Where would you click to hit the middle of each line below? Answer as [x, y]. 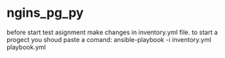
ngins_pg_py [45, 13]
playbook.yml [27, 47]
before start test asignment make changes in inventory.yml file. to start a [112, 32]
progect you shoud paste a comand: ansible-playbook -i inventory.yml [109, 39]
